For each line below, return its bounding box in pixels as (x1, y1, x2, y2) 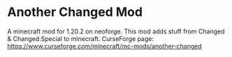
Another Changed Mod (7, 4, 143, 20)
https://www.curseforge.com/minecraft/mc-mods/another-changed (7, 42, 203, 50)
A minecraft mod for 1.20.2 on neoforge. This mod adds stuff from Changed (7, 27, 225, 35)
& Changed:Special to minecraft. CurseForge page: (7, 34, 154, 42)
